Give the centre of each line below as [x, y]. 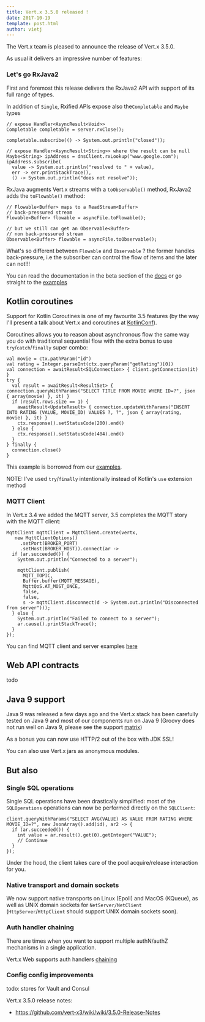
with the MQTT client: [34, 521]
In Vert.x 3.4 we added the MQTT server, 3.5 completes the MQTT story [97, 515]
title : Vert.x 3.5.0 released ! [47, 12]
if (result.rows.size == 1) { [50, 402]
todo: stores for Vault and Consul [48, 988]
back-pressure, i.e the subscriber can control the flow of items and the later [102, 257]
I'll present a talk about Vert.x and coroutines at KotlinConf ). [82, 322]
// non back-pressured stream [45, 234]
